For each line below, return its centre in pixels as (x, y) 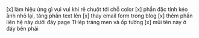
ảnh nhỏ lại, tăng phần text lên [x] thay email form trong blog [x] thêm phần (99, 16)
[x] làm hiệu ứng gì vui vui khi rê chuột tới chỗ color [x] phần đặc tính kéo (97, 9)
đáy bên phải (23, 28)
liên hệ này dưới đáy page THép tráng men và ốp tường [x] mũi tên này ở (96, 22)
